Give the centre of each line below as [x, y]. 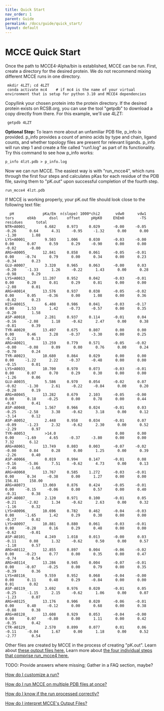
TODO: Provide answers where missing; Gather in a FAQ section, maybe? [79, 665]
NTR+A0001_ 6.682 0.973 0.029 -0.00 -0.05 [76, 227]
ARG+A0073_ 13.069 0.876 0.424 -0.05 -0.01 [76, 485]
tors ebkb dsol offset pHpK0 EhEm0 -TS [76, 218]
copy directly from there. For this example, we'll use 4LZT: [64, 114]
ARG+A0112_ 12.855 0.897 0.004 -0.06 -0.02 [76, 550]
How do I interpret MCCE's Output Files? [46, 703]
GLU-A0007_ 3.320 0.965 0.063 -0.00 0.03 [76, 266]
